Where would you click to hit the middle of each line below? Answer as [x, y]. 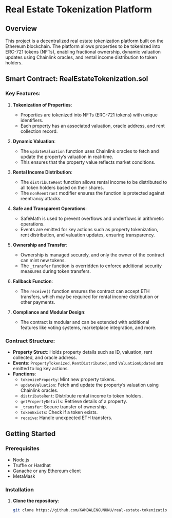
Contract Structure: [30, 341]
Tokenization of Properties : [42, 105]
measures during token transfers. [56, 271]
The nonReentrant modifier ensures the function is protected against [92, 193]
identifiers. [32, 120]
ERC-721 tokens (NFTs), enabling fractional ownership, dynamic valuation [83, 52]
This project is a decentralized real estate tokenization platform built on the [84, 41]
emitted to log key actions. [41, 368]
